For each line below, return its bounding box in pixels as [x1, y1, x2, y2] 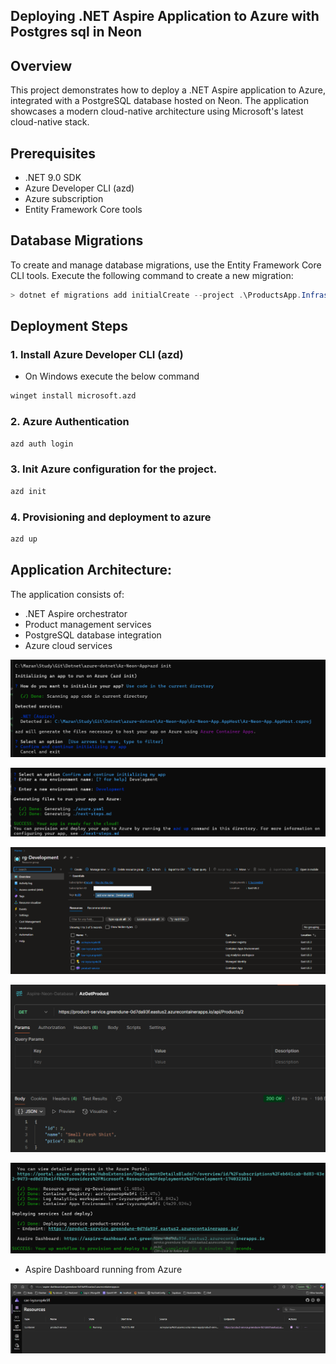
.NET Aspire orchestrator [24, 607, 128, 619]
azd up [10, 534, 38, 544]
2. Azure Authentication [10, 415, 130, 429]
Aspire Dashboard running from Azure [24, 1263, 183, 1275]
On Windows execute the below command [24, 370, 200, 383]
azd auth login [10, 439, 74, 449]
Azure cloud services [24, 639, 113, 651]
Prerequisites [10, 145, 96, 162]
